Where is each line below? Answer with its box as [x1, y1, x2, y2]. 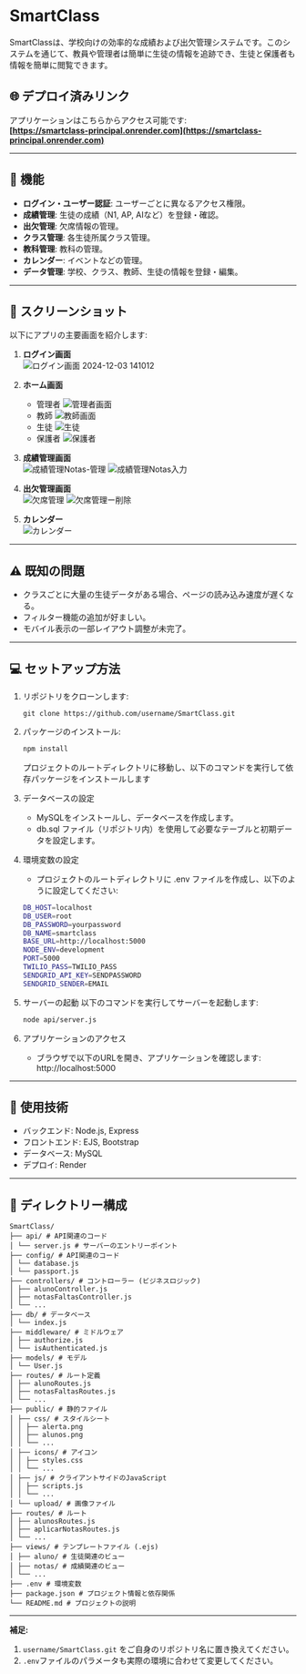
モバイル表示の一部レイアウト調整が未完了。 [22, 623, 191, 634]
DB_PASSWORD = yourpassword [22, 920, 121, 929]
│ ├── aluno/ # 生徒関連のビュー [9, 1552, 126, 1562]
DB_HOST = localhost [22, 903, 93, 912]
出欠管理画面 [22, 484, 71, 495]
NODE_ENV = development [22, 945, 105, 954]
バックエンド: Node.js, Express [22, 1126, 139, 1137]
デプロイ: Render [22, 1159, 87, 1170]
